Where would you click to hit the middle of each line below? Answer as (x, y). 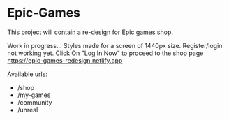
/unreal (28, 110)
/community (35, 102)
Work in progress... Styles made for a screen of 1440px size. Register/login (115, 45)
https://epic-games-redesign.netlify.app (65, 60)
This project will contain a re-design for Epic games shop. (90, 32)
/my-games (34, 95)
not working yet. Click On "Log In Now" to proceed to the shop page (105, 53)
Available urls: (27, 74)
